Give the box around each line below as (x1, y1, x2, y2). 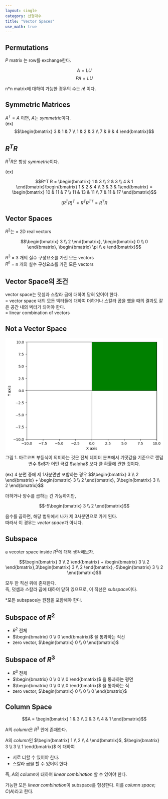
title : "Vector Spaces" (5, 19, 55, 24)
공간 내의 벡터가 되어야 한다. (10, 304, 66, 310)
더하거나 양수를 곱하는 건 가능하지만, (5, 493, 76, 499)
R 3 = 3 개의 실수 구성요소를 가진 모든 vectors (5, 254, 94, 260)
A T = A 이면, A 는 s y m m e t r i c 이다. (5, 114, 71, 121)
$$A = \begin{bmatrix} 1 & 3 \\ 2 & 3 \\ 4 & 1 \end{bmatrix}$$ (22, 716, 147, 722)
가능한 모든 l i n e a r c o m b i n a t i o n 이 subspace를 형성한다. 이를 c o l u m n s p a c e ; (5, 782, 156, 788)
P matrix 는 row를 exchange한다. (5, 57, 72, 63)
